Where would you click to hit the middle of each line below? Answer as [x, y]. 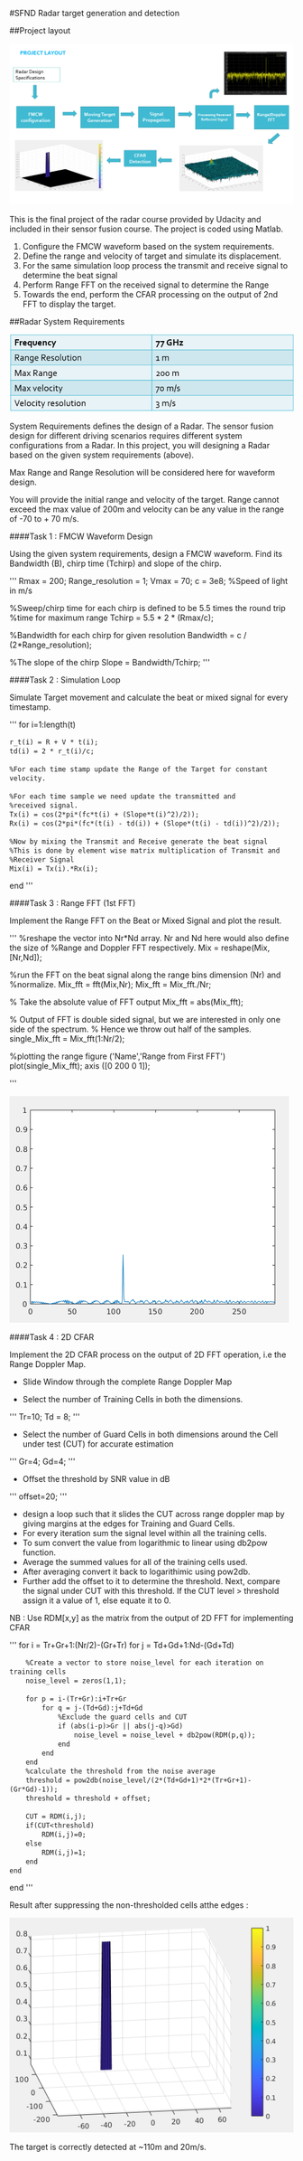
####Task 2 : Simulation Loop [65, 680]
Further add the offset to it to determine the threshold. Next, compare [151, 1581]
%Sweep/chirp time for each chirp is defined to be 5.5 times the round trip [147, 609]
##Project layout [40, 30]
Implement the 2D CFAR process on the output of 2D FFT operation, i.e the [148, 1354]
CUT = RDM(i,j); [56, 1817]
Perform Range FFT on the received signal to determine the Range [146, 285]
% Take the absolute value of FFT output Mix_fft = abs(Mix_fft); [126, 1002]
